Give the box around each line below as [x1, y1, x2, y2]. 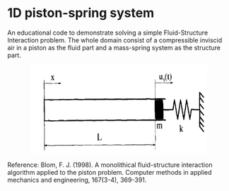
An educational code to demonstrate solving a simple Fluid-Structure [7, 28, 209, 37]
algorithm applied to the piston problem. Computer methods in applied [7, 168, 212, 176]
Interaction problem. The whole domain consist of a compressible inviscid [7, 35, 223, 44]
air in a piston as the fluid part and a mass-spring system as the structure [7, 43, 221, 52]
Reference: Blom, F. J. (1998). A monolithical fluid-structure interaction [7, 161, 213, 169]
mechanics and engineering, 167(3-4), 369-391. [7, 175, 147, 184]
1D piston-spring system [7, 5, 155, 21]
